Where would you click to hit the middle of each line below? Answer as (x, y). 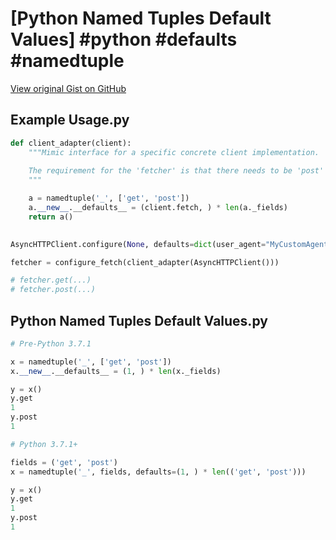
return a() (51, 217)
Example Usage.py (70, 120)
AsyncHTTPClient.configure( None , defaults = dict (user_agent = (138, 244)
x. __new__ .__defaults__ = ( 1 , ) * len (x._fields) (116, 371)
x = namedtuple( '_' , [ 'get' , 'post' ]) (91, 362)
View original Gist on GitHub (68, 88)
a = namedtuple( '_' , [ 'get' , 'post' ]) (109, 198)
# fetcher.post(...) (53, 290)
